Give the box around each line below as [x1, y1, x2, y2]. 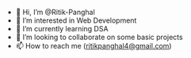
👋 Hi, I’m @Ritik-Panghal [15, 8, 95, 16]
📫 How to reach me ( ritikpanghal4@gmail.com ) [15, 42, 172, 50]
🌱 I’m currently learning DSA [15, 24, 109, 33]
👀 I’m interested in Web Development [15, 16, 137, 25]
